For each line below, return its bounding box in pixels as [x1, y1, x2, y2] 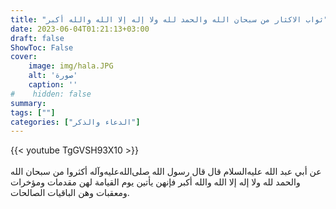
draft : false [10, 33, 65, 43]
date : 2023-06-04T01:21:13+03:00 [10, 24, 150, 34]
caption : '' [28, 80, 78, 90]
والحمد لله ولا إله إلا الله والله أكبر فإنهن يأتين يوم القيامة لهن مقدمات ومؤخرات [10, 176, 301, 188]
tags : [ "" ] [10, 107, 56, 118]
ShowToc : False [10, 42, 74, 53]
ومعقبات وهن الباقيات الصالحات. [10, 187, 130, 199]
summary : [10, 98, 47, 108]
